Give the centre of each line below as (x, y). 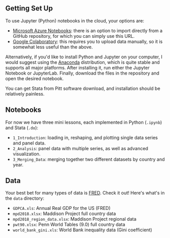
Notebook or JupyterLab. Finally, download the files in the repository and (82, 73)
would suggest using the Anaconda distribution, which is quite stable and (83, 62)
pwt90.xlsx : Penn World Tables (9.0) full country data (69, 225)
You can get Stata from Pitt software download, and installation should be (83, 88)
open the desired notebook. (35, 78)
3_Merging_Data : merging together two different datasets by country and (89, 159)
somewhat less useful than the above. (53, 47)
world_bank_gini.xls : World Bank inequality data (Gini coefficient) (82, 230)
